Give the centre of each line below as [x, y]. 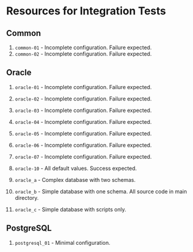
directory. [27, 198]
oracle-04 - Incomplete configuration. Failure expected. [83, 122]
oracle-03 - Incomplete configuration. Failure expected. [83, 110]
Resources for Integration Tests [86, 11]
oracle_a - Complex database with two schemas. [75, 180]
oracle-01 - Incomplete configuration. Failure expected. [83, 87]
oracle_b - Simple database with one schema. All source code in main [101, 191]
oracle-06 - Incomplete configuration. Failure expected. [83, 145]
